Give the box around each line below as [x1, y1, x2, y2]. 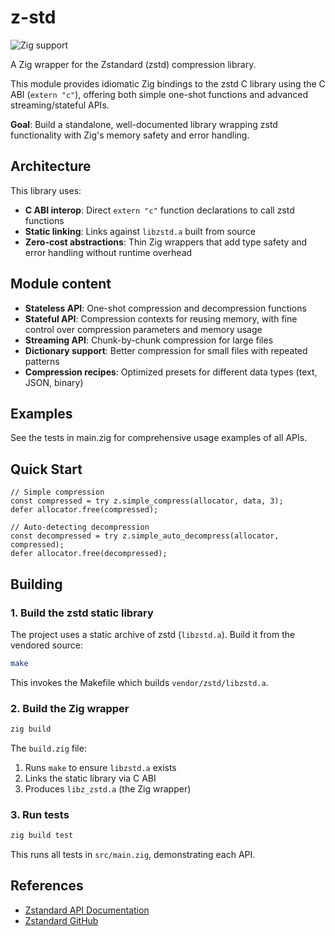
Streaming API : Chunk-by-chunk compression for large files [24, 334, 274, 346]
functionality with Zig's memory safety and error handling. [10, 129, 250, 141]
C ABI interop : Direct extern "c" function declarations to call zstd [24, 204, 295, 216]
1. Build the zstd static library [10, 606, 154, 620]
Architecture [10, 158, 92, 175]
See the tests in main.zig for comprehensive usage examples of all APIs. [10, 432, 308, 444]
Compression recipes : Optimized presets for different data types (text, [24, 366, 318, 378]
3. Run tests [10, 807, 70, 821]
